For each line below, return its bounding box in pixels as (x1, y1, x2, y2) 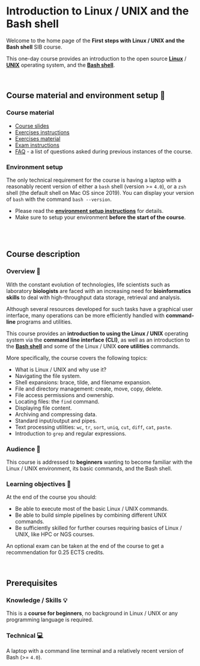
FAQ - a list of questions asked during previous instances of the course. (14, 147, 193, 155)
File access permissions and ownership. (14, 391, 115, 398)
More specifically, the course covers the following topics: (6, 354, 148, 362)
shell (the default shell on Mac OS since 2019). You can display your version (6, 189, 194, 196)
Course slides (14, 122, 49, 129)
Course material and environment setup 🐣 (6, 90, 166, 100)
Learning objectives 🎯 (6, 479, 71, 488)
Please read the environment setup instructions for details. (14, 207, 164, 214)
